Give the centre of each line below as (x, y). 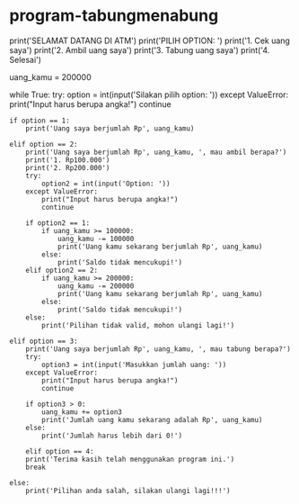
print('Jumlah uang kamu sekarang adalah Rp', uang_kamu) (152, 419)
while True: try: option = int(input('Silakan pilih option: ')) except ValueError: (149, 94)
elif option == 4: (60, 451)
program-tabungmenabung (114, 16)
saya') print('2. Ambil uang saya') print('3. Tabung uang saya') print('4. (140, 49)
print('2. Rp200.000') (68, 167)
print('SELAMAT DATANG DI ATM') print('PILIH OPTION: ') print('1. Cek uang (149, 40)
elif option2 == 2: (62, 270)
